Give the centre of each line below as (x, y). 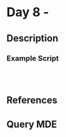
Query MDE (32, 124)
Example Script (33, 58)
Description (32, 38)
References (32, 100)
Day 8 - (28, 12)
